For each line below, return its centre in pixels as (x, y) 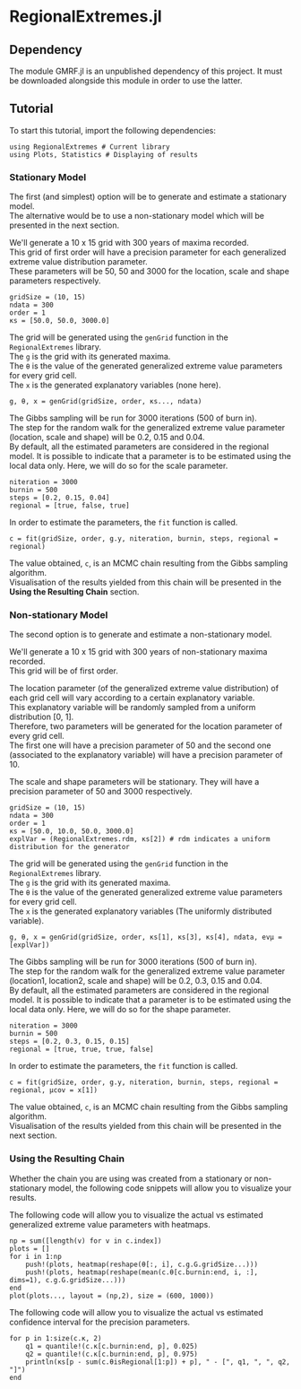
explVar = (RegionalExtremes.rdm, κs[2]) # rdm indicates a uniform (140, 839)
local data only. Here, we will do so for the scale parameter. (119, 466)
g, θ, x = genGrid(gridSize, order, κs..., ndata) (106, 402)
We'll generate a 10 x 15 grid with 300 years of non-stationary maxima (138, 652)
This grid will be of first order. (64, 671)
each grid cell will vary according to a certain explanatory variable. (132, 698)
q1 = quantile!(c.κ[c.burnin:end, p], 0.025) (112, 1346)
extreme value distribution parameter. (78, 262)
